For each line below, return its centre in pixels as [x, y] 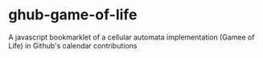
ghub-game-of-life [73, 15]
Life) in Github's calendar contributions [73, 45]
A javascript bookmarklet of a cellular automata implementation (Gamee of [131, 37]
